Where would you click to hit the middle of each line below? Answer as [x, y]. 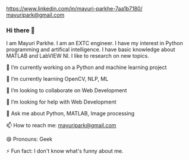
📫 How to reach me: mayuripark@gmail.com [61, 126]
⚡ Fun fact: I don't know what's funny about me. [65, 151]
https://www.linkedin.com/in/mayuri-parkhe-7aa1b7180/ [74, 9]
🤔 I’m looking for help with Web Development [61, 102]
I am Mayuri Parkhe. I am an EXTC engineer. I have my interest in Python [94, 43]
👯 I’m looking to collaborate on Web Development [67, 90]
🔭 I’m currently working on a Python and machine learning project [86, 67]
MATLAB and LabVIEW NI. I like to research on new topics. [78, 56]
